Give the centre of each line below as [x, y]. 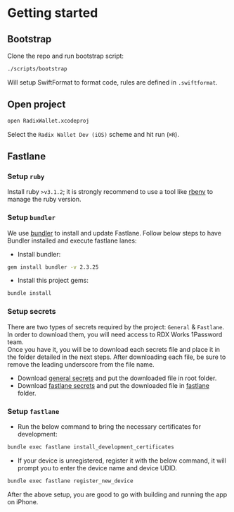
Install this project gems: [53, 281]
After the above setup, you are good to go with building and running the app [117, 494]
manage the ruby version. [45, 200]
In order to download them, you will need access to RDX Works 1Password [115, 334]
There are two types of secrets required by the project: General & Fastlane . [116, 327]
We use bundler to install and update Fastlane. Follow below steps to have [114, 233]
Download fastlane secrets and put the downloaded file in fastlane [113, 385]
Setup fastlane [33, 411]
